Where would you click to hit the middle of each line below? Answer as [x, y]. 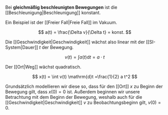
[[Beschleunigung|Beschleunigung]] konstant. [53, 13]
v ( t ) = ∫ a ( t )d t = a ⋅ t [85, 57]
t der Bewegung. [57, 47]
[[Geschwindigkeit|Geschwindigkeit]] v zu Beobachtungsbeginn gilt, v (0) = [83, 102]
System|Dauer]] [22, 47]
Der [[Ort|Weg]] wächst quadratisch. [43, 67]
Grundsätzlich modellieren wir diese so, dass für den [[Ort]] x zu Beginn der [84, 86]
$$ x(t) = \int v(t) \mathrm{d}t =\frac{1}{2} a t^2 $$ [85, 77]
